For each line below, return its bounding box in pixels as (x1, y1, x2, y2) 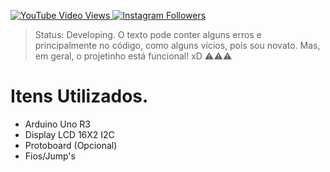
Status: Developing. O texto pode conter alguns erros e (34, 29, 262, 40)
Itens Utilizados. (10, 85, 149, 108)
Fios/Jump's (24, 150, 76, 162)
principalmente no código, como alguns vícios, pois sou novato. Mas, (34, 40, 321, 51)
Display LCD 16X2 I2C (24, 128, 115, 140)
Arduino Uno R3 (24, 118, 92, 130)
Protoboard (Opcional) (24, 139, 118, 151)
